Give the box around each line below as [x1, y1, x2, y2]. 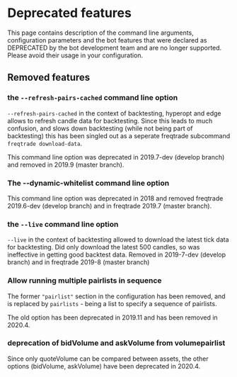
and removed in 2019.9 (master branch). [7, 160, 125, 169]
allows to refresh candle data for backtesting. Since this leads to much [7, 116, 213, 125]
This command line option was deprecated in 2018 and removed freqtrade [7, 193, 224, 203]
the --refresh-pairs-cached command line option [7, 93, 178, 103]
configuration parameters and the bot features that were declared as [7, 35, 207, 44]
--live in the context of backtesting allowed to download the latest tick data [7, 235, 229, 244]
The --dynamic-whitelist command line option [7, 178, 170, 188]
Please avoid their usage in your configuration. [7, 51, 144, 60]
